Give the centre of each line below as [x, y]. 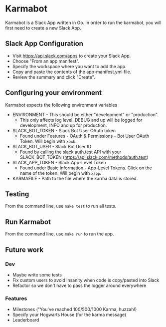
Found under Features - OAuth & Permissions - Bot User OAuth [84, 136]
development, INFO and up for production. [63, 125]
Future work [24, 250]
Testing [17, 194]
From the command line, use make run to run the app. [60, 234]
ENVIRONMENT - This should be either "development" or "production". [85, 114]
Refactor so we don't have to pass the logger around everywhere [79, 285]
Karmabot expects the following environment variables [61, 105]
